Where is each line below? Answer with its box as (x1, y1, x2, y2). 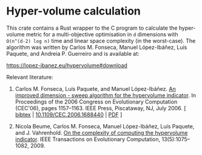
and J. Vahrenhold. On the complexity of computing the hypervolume (15, 129, 188, 136)
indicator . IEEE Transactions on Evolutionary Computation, (15, 135, 161, 143)
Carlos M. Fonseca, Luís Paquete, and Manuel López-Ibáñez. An (15, 85, 176, 92)
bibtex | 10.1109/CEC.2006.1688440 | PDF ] (15, 111, 123, 118)
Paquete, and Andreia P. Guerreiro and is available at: (6, 50, 140, 57)
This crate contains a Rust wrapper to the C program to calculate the (6, 24, 178, 31)
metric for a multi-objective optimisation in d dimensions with (26, 30, 178, 38)
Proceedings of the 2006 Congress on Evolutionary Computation (15, 98, 178, 105)
